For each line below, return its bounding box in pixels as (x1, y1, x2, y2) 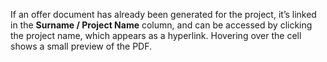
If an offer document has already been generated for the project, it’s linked (10, 9, 317, 20)
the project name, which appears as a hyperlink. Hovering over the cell (10, 30, 302, 41)
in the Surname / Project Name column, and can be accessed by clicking (10, 19, 313, 31)
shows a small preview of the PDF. (10, 40, 153, 52)
